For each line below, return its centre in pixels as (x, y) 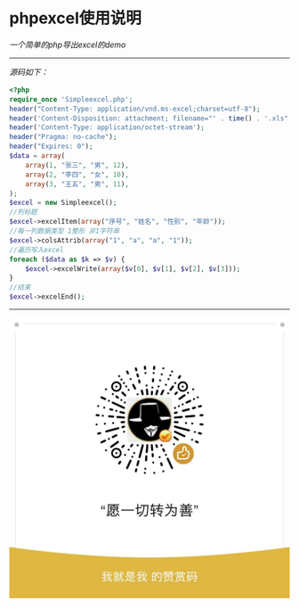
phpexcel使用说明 (76, 18)
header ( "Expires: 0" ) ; (51, 147)
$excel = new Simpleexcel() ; (63, 203)
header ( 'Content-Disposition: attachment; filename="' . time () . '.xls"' (151, 118)
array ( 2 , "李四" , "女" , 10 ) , (77, 175)
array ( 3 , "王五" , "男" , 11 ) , (77, 184)
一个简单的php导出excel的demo (68, 45)
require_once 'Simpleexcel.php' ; (71, 99)
